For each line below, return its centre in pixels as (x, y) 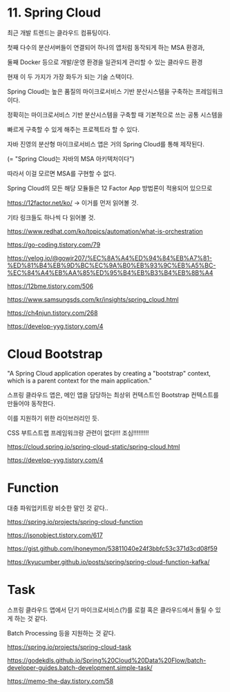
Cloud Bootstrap (55, 354)
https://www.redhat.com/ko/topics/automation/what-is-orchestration (105, 231)
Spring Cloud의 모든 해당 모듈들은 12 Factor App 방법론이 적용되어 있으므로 (110, 188)
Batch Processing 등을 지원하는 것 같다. (61, 633)
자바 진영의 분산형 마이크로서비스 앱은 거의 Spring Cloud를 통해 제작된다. (106, 144)
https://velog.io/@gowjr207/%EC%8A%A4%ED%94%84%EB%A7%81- (110, 258)
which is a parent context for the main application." (79, 381)
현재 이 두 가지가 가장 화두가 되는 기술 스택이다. (71, 77)
